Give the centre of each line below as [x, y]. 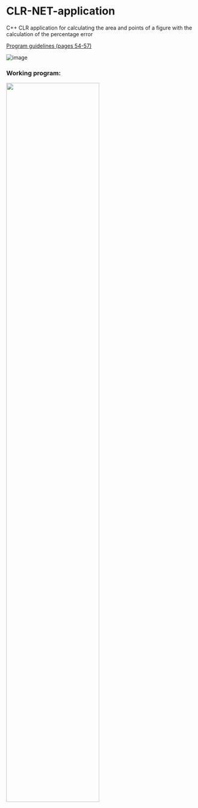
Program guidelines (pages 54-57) [49, 46]
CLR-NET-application [61, 11]
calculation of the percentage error [50, 34]
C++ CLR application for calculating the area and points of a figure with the [99, 28]
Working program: [34, 73]
